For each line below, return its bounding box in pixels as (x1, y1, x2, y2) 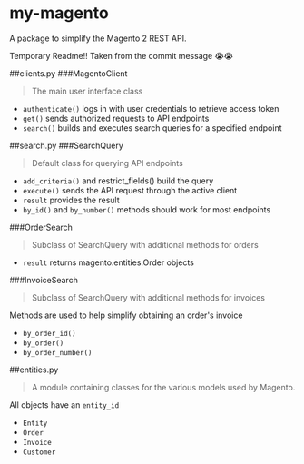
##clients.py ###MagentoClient (9, 67, 128, 79)
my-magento (9, 3, 109, 24)
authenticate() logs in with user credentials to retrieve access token (22, 103, 279, 114)
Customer (22, 448, 56, 457)
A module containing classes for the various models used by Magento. (31, 381, 296, 392)
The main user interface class (31, 85, 143, 96)
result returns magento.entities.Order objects (22, 257, 195, 268)
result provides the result (22, 194, 120, 205)
